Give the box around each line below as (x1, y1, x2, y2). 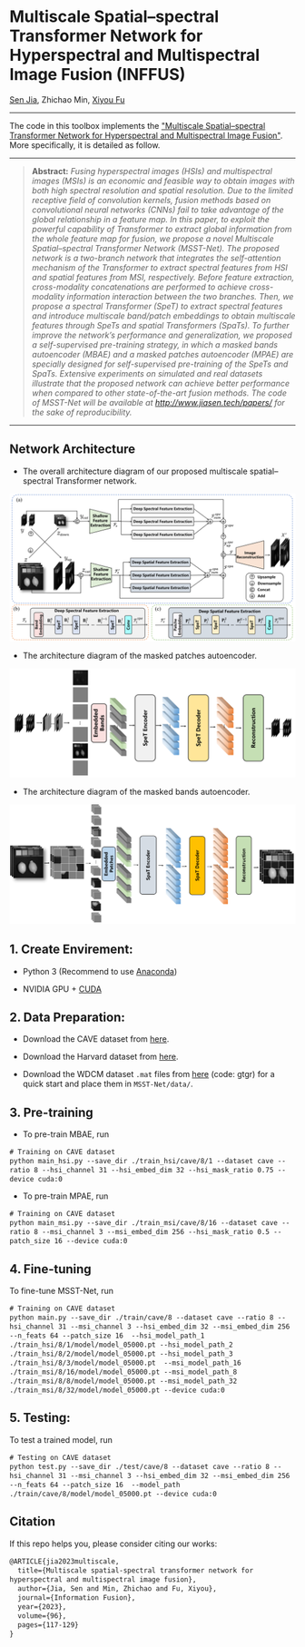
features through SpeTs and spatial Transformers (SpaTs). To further (31, 319, 290, 330)
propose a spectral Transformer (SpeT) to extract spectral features (31, 300, 283, 311)
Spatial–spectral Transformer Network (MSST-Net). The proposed (31, 242, 280, 253)
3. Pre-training (9, 1104, 93, 1120)
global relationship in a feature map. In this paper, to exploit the (31, 213, 271, 224)
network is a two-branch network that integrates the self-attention (31, 252, 281, 263)
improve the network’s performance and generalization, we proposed (31, 329, 292, 340)
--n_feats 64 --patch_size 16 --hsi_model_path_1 (9, 1331, 205, 1340)
